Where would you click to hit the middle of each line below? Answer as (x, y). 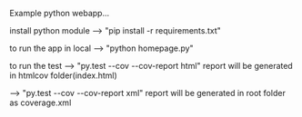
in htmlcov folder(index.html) (64, 75)
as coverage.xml (40, 102)
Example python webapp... (60, 13)
